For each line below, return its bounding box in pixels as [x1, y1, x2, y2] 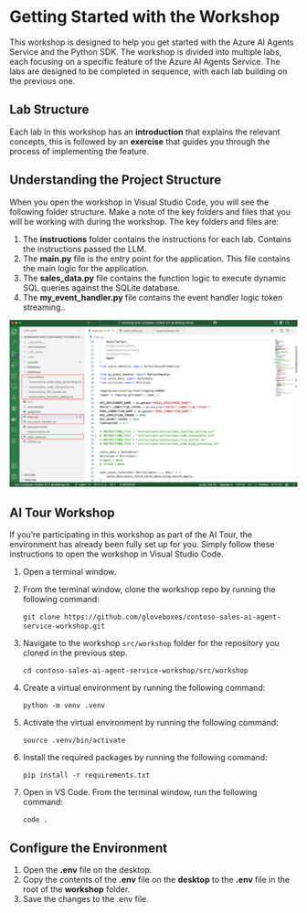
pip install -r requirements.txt [22, 770, 151, 780]
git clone [22, 612, 61, 622]
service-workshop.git [22, 621, 105, 632]
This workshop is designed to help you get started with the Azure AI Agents [9, 37, 294, 48]
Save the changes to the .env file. [22, 894, 149, 905]
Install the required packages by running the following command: [22, 752, 268, 763]
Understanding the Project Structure [9, 172, 222, 188]
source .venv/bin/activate [22, 736, 126, 746]
